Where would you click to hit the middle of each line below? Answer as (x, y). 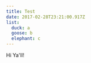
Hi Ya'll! (15, 55)
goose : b (22, 33)
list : (13, 22)
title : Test (21, 11)
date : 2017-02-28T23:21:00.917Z (45, 17)
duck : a (21, 28)
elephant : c (26, 38)
